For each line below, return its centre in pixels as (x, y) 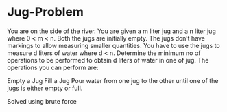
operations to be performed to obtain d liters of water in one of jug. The (108, 60)
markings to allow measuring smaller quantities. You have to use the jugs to (114, 45)
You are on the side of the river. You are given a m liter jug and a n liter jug (111, 31)
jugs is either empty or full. (45, 88)
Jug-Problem (46, 12)
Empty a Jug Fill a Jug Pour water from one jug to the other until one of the (113, 80)
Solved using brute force (42, 101)
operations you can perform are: (53, 67)
